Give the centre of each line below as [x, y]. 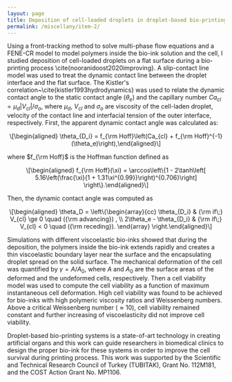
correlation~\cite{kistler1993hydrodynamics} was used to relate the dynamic [116, 90]
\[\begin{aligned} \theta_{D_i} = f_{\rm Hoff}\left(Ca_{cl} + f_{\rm [101, 136]
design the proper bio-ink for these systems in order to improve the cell [109, 350]
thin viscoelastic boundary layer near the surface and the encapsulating [109, 254]
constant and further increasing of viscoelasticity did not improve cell [106, 314]
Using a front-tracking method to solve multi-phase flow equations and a [111, 46]
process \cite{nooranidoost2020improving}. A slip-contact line [120, 68]
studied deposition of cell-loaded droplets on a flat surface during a [104, 61]
